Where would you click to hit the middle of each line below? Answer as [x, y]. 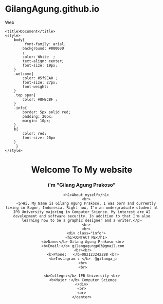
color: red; [35, 133]
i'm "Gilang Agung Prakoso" [82, 185]
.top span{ [25, 95]
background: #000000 [43, 48]
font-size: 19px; [40, 65]
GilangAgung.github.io [52, 9]
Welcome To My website [82, 170]
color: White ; [39, 57]
